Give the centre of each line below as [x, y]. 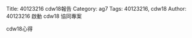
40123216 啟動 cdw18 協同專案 [44, 16]
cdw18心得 [19, 29]
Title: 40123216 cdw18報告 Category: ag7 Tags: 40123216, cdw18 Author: [96, 9]
